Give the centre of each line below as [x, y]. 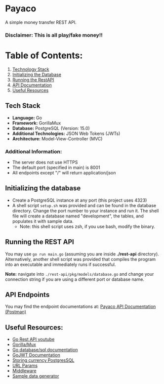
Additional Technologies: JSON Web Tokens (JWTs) [66, 133]
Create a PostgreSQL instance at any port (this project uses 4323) [80, 200]
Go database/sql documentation [45, 350]
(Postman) [16, 312]
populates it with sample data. [43, 221]
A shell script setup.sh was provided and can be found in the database [84, 205]
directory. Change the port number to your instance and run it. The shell [85, 211]
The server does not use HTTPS [45, 162]
